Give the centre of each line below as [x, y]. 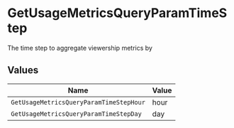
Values [23, 70]
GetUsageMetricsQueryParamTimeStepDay [76, 114]
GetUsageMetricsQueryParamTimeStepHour [78, 102]
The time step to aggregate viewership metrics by [80, 48]
